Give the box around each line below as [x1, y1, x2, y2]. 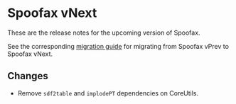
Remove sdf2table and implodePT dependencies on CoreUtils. [17, 88, 199, 97]
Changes [7, 70, 48, 82]
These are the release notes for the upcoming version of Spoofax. [7, 28, 200, 37]
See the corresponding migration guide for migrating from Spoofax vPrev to [7, 42, 230, 50]
